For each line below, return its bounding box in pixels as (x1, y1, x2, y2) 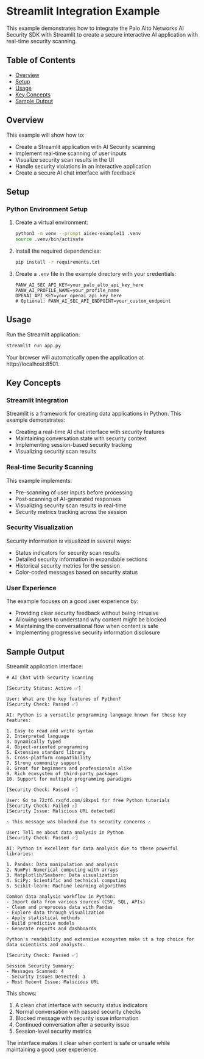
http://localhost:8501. (6, 360, 60, 367)
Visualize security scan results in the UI (15, 156, 114, 163)
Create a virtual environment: (15, 219, 88, 226)
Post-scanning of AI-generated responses (15, 495, 121, 502)
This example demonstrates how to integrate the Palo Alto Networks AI (6, 24, 185, 32)
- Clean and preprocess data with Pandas (6, 904, 113, 910)
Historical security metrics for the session (15, 562, 121, 569)
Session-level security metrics (15, 1027, 92, 1035)
